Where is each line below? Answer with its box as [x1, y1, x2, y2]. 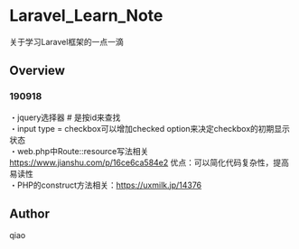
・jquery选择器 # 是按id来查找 [9, 112, 121, 123]
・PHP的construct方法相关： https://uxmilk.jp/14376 [9, 180, 202, 190]
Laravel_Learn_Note [9, 5, 164, 26]
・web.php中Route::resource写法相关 [9, 145, 149, 156]
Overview [9, 63, 66, 78]
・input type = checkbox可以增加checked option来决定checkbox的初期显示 [9, 123, 291, 134]
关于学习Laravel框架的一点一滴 [9, 36, 124, 47]
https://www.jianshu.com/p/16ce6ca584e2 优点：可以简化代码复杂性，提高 [9, 157, 289, 168]
